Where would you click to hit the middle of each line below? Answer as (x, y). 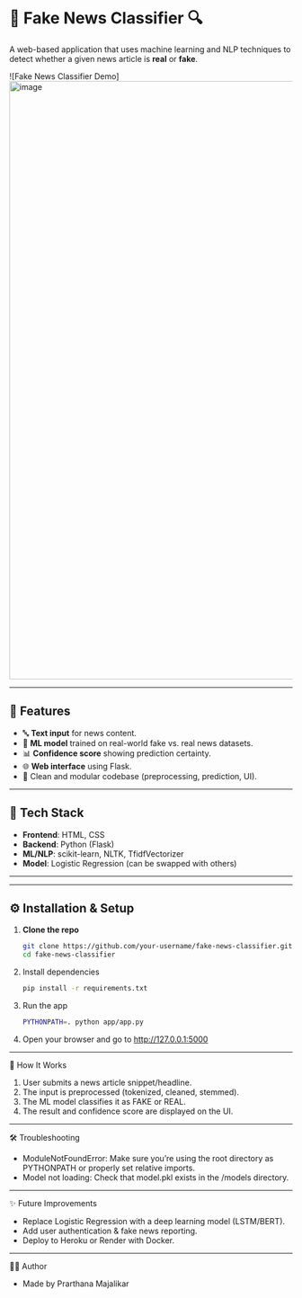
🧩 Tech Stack (47, 813)
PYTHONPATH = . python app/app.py (83, 1022)
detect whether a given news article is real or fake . (104, 58)
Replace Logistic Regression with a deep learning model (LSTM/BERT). (154, 1221)
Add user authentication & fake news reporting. (110, 1231)
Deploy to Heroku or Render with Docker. (98, 1240)
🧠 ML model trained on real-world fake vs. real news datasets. (138, 742)
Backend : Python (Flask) (68, 844)
